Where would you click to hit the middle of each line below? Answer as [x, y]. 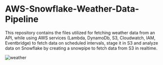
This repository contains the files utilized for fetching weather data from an [80, 32]
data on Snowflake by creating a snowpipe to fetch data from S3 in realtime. [81, 48]
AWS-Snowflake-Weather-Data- [72, 9]
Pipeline [22, 19]
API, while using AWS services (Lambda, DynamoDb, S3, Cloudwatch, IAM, [80, 38]
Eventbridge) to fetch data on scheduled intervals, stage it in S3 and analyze [81, 43]
